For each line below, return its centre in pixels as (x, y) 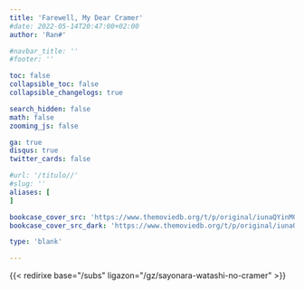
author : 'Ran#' (38, 34)
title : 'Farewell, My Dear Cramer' (76, 18)
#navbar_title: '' (44, 51)
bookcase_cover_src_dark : (58, 226)
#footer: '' (32, 60)
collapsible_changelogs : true (66, 92)
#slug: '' (28, 184)
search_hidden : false (50, 109)
